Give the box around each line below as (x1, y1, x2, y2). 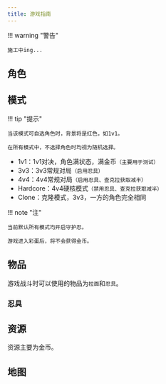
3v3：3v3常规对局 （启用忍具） (17, 166, 104, 175)
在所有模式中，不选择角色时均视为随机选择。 (7, 143, 119, 151)
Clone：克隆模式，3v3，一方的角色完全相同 (17, 193, 147, 201)
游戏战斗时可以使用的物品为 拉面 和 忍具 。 (7, 279, 123, 288)
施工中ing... (7, 46, 43, 54)
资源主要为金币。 (7, 343, 58, 352)
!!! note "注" (7, 208, 42, 216)
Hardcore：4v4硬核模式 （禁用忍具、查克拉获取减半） (17, 183, 162, 193)
